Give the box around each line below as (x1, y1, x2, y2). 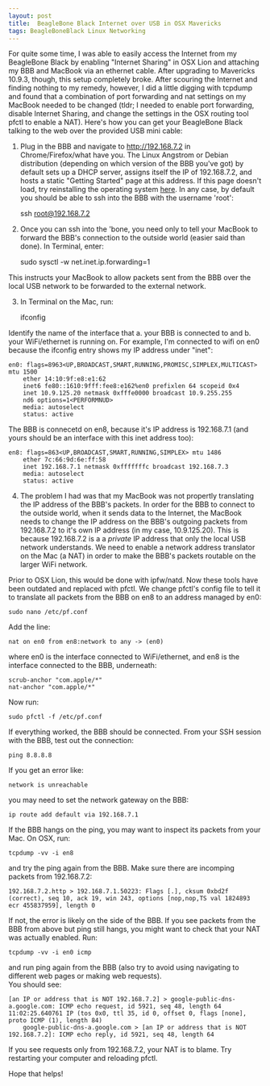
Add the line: (8, 622, 51, 632)
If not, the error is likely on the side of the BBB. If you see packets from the (8, 916, 256, 925)
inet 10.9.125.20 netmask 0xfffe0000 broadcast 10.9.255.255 (23, 389, 232, 398)
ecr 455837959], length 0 (8, 901, 95, 910)
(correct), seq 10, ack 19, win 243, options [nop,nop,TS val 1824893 (8, 895, 251, 903)
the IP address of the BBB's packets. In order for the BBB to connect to (19, 499, 255, 509)
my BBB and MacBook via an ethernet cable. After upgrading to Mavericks (8, 66, 255, 76)
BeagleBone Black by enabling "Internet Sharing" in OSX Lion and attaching (8, 57, 260, 67)
